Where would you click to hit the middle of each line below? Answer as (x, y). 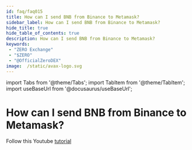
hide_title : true (27, 28)
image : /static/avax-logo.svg (44, 66)
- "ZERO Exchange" (31, 50)
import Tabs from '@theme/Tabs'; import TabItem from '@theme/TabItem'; (96, 83)
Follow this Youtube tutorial (39, 141)
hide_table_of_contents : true (43, 33)
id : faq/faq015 (25, 11)
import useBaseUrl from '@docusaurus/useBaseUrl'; (69, 89)
